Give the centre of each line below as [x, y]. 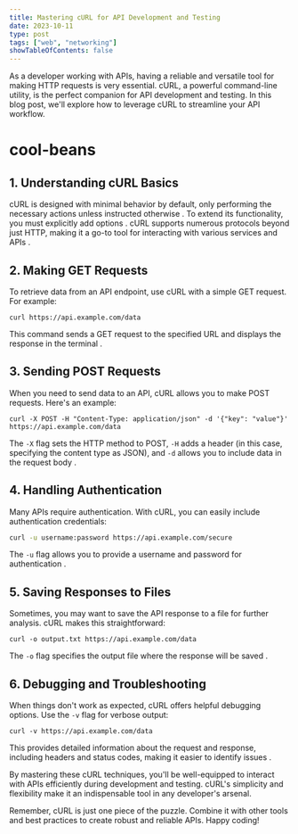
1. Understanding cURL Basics [94, 182]
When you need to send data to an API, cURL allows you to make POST [139, 392]
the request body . [43, 462]
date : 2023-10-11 [41, 26]
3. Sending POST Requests [85, 372]
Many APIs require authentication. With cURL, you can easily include [135, 512]
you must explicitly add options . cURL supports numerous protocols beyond [149, 223]
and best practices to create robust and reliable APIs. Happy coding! [134, 821]
